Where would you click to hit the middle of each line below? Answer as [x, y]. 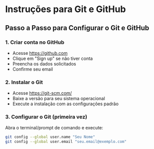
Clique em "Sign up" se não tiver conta [52, 58]
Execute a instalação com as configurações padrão [65, 104]
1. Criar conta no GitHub [35, 42]
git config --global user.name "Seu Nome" [50, 137]
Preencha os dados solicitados [44, 63]
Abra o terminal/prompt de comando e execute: [54, 128]
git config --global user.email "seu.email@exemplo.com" [66, 142]
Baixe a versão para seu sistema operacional [59, 99]
